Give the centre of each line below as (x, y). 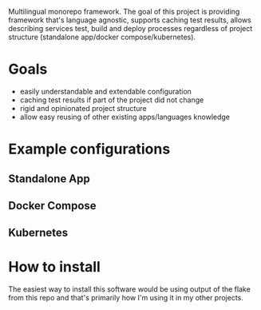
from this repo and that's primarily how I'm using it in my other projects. (126, 298)
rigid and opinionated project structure (83, 108)
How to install (55, 267)
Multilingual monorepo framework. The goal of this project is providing (124, 12)
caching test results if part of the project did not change (112, 100)
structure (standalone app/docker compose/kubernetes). (102, 37)
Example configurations (89, 149)
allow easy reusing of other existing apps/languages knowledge (125, 117)
